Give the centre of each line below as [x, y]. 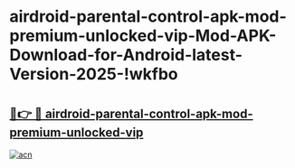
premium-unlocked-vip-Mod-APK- [143, 36]
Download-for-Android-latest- [126, 55]
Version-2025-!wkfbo [94, 75]
